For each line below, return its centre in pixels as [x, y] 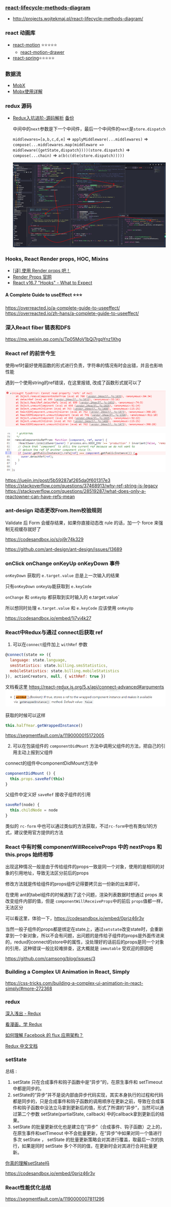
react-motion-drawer [42, 52]
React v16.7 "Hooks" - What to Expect [52, 283]
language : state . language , [38, 660]
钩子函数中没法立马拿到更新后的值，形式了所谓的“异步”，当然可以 [91, 1108]
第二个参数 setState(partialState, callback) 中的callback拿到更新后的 [89, 1114]
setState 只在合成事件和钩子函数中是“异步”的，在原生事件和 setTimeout [88, 1082]
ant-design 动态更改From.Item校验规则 [54, 511]
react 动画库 [20, 33]
